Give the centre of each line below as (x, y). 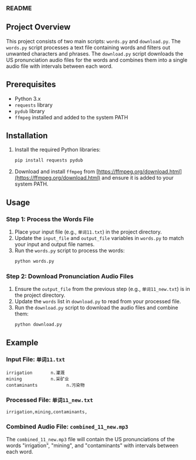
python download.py (38, 325)
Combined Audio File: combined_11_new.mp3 (67, 427)
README (19, 8)
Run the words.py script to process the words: (70, 250)
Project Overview (38, 27)
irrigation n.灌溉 (35, 373)
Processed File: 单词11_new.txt (50, 400)
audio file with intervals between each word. (59, 66)
